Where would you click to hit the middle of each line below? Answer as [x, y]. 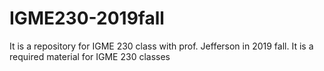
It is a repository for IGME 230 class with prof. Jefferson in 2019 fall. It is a [161, 46]
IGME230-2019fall [87, 18]
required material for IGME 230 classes [90, 56]
